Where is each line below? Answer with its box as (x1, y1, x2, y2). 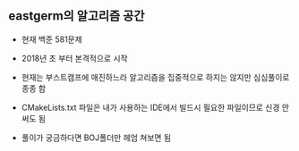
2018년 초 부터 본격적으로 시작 (21, 53, 128, 63)
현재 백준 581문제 (21, 34, 82, 45)
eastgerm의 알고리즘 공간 (8, 8, 145, 24)
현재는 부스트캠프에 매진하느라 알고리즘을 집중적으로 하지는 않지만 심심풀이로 (21, 71, 290, 82)
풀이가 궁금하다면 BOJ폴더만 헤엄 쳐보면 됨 (21, 132, 172, 143)
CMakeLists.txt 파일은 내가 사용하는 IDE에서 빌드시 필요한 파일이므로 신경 (21, 102, 280, 113)
